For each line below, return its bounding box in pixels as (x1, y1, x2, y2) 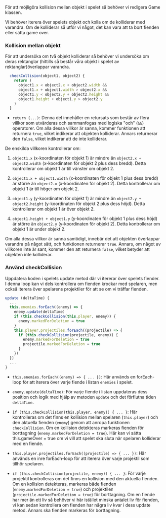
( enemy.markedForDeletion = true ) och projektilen (12, 486, 114, 492)
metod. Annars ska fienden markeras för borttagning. (12, 507, 121, 513)
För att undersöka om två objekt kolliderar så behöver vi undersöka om (5, 53, 149, 59)
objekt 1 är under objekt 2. (12, 226, 66, 232)
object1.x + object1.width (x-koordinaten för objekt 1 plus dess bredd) (12, 175, 159, 181)
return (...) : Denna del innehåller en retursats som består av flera (12, 115, 150, 121)
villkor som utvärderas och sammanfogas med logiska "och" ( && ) (12, 120, 144, 126)
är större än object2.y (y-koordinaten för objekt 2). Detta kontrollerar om (12, 221, 161, 227)
